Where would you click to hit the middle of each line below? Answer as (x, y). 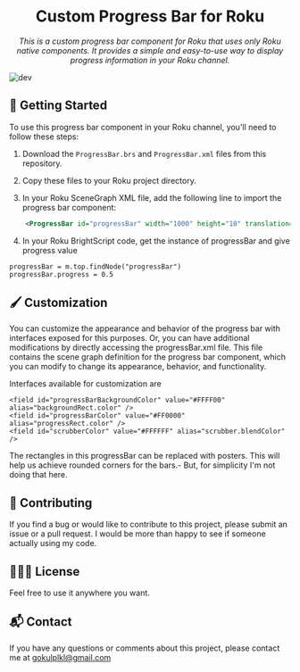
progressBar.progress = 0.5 (62, 274)
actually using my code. (53, 543)
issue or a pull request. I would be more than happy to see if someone (137, 534)
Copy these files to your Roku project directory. (109, 180)
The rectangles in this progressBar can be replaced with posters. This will (145, 456)
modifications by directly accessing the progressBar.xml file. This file (136, 348)
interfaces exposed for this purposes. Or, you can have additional (129, 338)
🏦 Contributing (51, 503)
